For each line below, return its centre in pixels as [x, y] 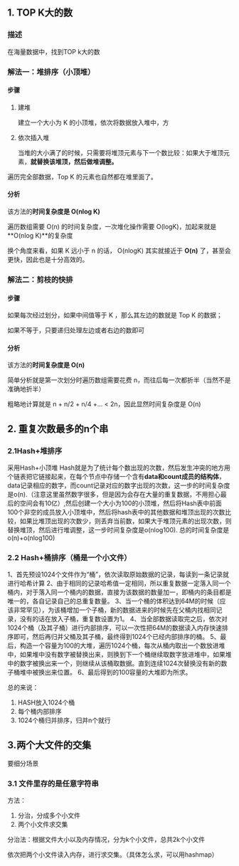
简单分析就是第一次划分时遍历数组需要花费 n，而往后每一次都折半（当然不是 [119, 380]
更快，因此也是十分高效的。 [48, 260]
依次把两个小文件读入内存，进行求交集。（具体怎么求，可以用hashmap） [113, 855]
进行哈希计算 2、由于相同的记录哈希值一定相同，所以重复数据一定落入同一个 [119, 584]
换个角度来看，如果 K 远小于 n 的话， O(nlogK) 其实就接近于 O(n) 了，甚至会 [119, 250]
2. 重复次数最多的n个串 [58, 429]
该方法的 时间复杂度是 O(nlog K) [54, 211]
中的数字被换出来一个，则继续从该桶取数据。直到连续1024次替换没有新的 [114, 663]
